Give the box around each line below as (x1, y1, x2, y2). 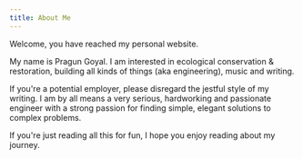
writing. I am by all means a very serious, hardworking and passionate (9, 93, 271, 104)
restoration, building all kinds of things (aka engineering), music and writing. (9, 65, 295, 76)
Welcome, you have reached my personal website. (9, 38, 198, 49)
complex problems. (9, 112, 82, 123)
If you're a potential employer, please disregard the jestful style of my (9, 83, 270, 94)
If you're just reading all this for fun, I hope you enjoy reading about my (9, 129, 276, 141)
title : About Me (9, 13, 71, 23)
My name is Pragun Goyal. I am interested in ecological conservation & (9, 55, 275, 66)
